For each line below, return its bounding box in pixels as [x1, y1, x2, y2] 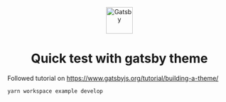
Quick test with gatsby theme [31, 50, 208, 67]
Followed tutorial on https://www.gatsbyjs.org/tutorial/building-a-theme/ [7, 74, 219, 82]
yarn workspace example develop [7, 87, 103, 95]
